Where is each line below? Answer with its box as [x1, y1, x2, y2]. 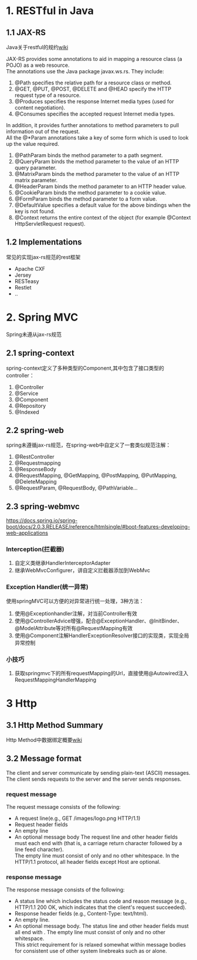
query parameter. [14, 164, 57, 171]
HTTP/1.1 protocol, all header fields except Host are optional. [14, 859, 161, 866]
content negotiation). [14, 104, 66, 111]
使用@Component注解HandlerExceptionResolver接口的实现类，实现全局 [14, 632, 189, 639]
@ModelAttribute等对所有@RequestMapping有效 [14, 624, 133, 631]
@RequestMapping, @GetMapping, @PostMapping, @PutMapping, [14, 472, 177, 479]
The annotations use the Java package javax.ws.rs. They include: [6, 68, 164, 74]
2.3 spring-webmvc [6, 501, 80, 511]
